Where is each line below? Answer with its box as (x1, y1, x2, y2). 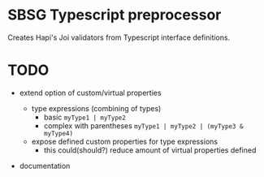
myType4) (43, 129, 74, 137)
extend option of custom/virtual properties (19, 88, 162, 97)
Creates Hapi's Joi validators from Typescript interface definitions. (7, 32, 231, 42)
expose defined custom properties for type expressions (31, 136, 219, 146)
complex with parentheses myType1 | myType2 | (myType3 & (43, 120, 244, 131)
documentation (19, 161, 71, 171)
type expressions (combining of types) (31, 103, 162, 113)
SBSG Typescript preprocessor (7, 6, 222, 24)
